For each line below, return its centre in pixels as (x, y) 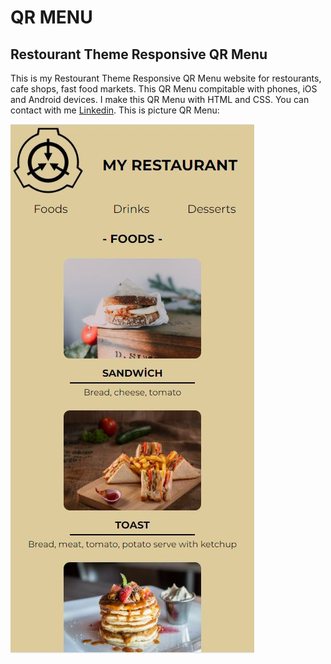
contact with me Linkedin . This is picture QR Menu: (115, 110)
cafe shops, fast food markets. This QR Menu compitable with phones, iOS (164, 89)
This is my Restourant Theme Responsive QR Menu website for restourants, (166, 78)
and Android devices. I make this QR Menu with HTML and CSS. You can (160, 99)
